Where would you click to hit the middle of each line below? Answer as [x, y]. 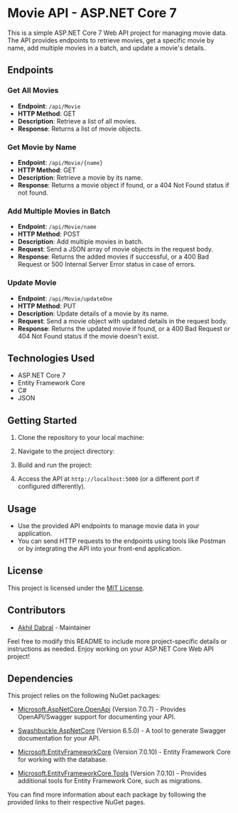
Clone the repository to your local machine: [81, 438]
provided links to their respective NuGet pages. [76, 802]
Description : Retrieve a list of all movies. [77, 121]
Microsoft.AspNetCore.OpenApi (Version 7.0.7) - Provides [102, 709]
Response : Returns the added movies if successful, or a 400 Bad [113, 257]
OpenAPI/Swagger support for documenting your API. [96, 717]
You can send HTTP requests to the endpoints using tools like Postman [121, 541]
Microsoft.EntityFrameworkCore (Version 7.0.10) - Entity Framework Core [124, 752]
